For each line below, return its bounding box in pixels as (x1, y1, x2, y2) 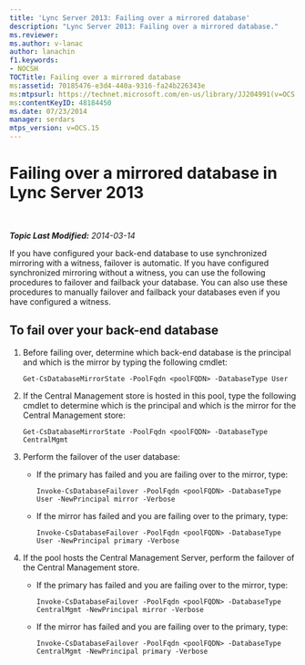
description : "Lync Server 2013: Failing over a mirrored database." (9, 22, 280, 31)
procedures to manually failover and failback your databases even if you (9, 286, 280, 297)
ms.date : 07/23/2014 (9, 107, 88, 116)
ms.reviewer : (9, 30, 59, 39)
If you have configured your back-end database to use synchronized (9, 247, 267, 258)
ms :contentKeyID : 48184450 (9, 98, 112, 108)
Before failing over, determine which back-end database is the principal (22, 347, 291, 358)
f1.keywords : (9, 56, 59, 65)
